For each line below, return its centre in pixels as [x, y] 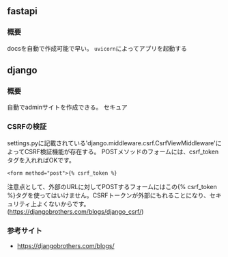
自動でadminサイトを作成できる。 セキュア [67, 107]
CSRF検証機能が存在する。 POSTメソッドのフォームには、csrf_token [122, 151]
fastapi [22, 11]
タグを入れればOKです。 [41, 160]
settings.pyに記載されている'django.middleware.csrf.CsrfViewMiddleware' [112, 143]
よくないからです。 [63, 204]
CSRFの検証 [27, 127]
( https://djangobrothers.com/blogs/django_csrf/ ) [75, 211]
